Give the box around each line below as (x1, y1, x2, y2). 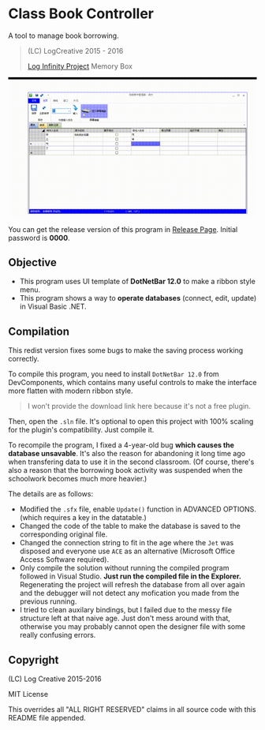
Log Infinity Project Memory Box (27, 61, 132, 71)
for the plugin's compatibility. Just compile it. (8, 425, 155, 435)
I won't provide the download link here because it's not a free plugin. (27, 402, 251, 411)
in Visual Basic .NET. (19, 301, 87, 312)
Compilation (8, 324, 69, 338)
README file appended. (8, 713, 87, 722)
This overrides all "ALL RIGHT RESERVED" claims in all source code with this (8, 704, 256, 714)
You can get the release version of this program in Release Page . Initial (8, 224, 238, 234)
